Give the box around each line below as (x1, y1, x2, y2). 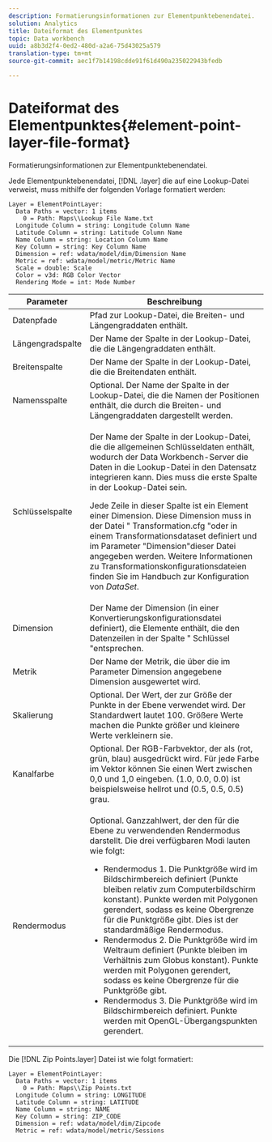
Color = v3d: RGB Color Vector (15, 271, 121, 279)
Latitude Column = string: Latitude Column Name (15, 228, 183, 236)
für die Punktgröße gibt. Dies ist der (103, 914, 239, 925)
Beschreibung (147, 296, 202, 307)
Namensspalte (12, 394, 68, 406)
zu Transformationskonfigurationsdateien (89, 560, 247, 572)
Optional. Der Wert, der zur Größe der (89, 689, 232, 701)
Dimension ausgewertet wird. (89, 675, 201, 687)
